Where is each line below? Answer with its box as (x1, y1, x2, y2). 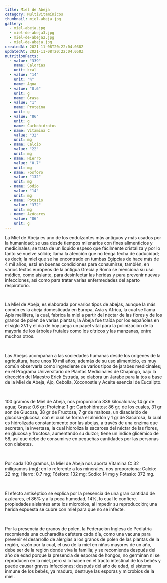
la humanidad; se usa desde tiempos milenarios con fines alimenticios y (5, 240, 153, 246)
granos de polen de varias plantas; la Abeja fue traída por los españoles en (5, 317, 159, 323)
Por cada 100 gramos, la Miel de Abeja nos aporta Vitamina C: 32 (5, 460, 139, 466)
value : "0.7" (14, 160, 41, 165)
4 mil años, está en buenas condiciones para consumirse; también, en (5, 261, 150, 267)
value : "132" (14, 174, 41, 180)
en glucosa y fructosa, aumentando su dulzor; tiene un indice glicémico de (5, 430, 159, 436)
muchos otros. (5, 333, 35, 339)
